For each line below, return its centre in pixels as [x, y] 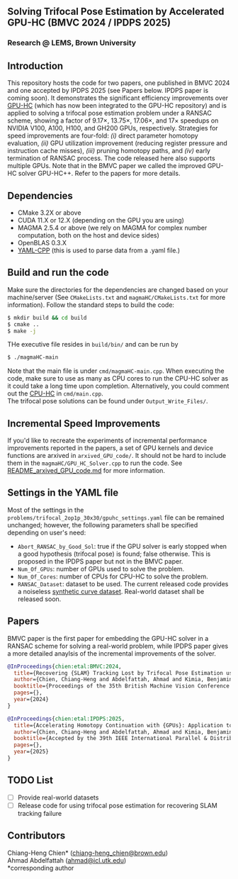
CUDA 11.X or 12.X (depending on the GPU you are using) [101, 220]
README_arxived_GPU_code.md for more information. [86, 471]
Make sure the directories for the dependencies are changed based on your [118, 289]
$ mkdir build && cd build [47, 318]
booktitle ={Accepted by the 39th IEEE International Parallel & [110, 739]
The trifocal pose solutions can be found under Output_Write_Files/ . [108, 401]
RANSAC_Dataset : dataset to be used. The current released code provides [123, 583]
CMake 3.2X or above [49, 213]
